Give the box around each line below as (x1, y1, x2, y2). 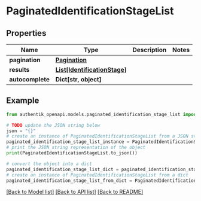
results (9, 66, 30, 74)
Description (132, 46, 167, 54)
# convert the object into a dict (6, 160, 93, 167)
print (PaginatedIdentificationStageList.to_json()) (6, 150, 138, 156)
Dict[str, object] (55, 75, 102, 83)
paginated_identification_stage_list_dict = (6, 166, 119, 172)
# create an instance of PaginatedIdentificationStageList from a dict (6, 172, 188, 178)
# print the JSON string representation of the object (6, 145, 146, 151)
